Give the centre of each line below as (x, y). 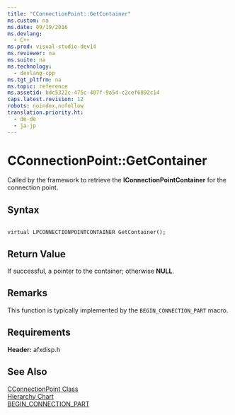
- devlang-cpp (34, 73)
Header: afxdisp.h (34, 349)
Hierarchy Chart (31, 396)
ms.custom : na (28, 21)
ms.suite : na (27, 60)
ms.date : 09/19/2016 (38, 27)
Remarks (28, 293)
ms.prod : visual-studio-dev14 (52, 47)
